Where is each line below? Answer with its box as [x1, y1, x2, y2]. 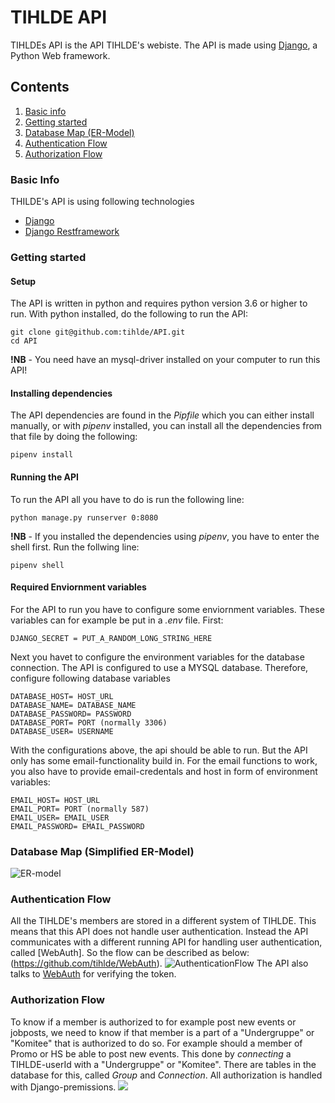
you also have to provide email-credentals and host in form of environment [10, 765, 318, 777]
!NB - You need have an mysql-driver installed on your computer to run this [10, 354, 321, 366]
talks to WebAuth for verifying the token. [10, 968, 177, 980]
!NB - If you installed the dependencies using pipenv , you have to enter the [10, 530, 320, 542]
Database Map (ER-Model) [24, 126, 135, 138]
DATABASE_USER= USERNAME [10, 726, 114, 736]
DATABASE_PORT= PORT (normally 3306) [10, 717, 168, 728]
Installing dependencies [10, 387, 113, 399]
